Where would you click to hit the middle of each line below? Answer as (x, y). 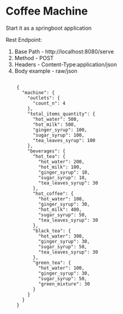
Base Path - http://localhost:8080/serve (64, 51)
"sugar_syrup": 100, (58, 135)
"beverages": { (47, 151)
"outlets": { (44, 98)
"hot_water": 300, (61, 236)
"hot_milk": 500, (55, 125)
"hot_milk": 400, (60, 210)
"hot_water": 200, (61, 162)
